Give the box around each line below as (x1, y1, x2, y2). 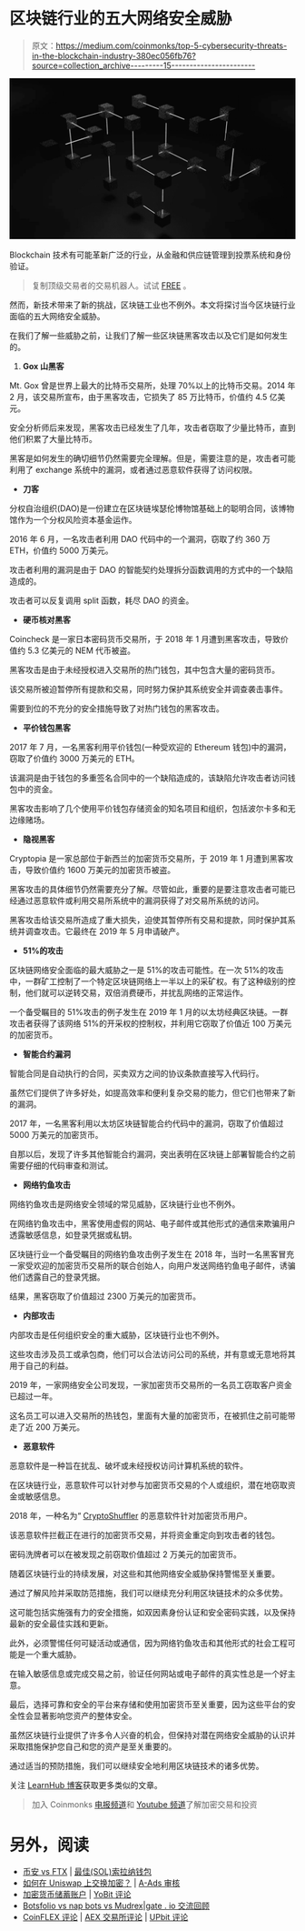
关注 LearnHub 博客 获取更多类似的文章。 (9, 1780, 162, 1791)
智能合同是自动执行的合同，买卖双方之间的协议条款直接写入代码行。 (9, 1068, 264, 1079)
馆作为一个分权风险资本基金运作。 (9, 515, 137, 526)
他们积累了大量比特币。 (9, 434, 97, 445)
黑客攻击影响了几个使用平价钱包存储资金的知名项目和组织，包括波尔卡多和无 (9, 803, 296, 814)
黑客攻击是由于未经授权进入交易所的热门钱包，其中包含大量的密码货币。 (9, 665, 280, 676)
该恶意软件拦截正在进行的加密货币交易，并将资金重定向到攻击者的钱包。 (9, 1530, 280, 1541)
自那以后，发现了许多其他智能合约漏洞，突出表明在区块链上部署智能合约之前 (9, 1149, 296, 1160)
